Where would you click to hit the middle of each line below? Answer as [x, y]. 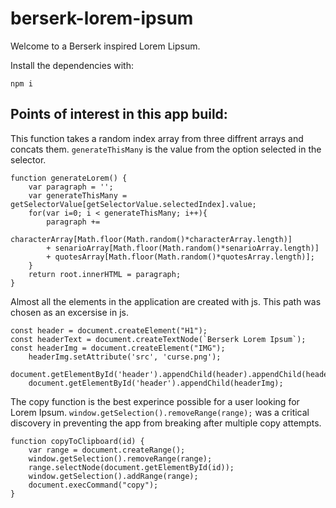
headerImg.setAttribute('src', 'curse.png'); [125, 357]
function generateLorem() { [69, 178]
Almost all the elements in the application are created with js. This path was [166, 301]
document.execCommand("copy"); [93, 485]
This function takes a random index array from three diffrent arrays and [157, 138]
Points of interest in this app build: [119, 114]
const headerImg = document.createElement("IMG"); [118, 348]
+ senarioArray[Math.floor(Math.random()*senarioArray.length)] [183, 248]
